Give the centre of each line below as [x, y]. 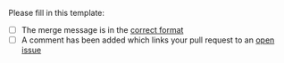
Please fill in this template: [56, 13]
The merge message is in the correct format [102, 30]
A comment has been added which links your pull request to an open [148, 40]
